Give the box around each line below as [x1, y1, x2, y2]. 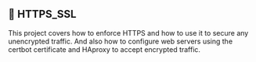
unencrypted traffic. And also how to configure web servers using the [8, 36, 233, 46]
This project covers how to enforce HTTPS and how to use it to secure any [8, 28, 249, 37]
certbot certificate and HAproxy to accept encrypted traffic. [8, 44, 201, 54]
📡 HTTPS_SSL [8, 8, 77, 21]
